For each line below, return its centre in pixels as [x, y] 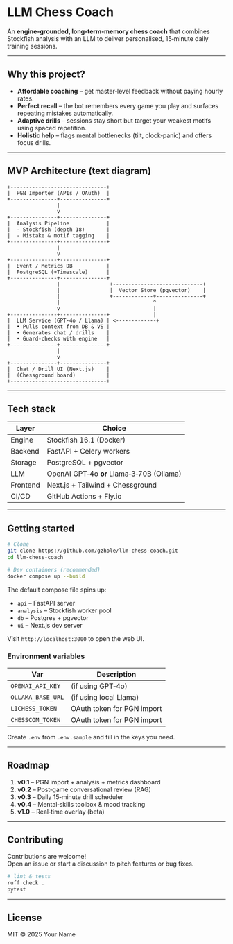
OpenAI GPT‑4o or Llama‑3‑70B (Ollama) [114, 474]
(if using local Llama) [105, 697]
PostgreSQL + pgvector [85, 463]
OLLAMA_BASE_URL [37, 697]
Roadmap [28, 765]
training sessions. [32, 46]
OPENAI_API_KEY [36, 686]
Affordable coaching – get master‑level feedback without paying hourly [120, 91]
